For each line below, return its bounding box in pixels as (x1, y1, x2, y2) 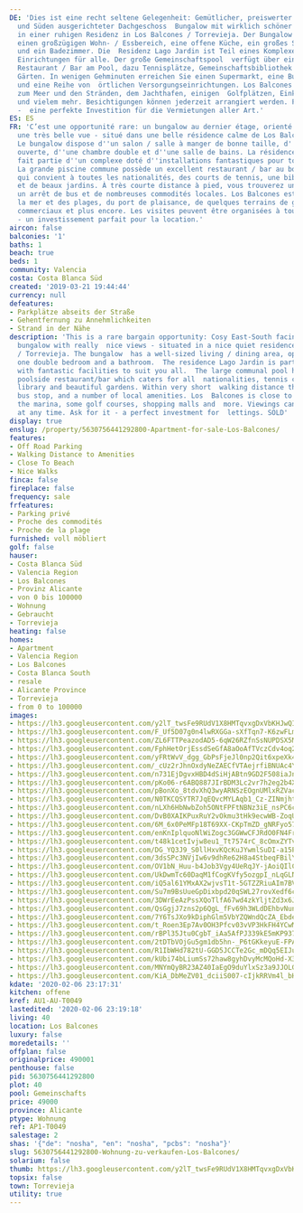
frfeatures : (9, 501, 54, 510)
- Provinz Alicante (9, 585, 83, 594)
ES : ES (9, 114, 34, 123)
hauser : (9, 550, 39, 560)
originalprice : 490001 (9, 1055, 95, 1065)
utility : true (9, 1189, 63, 1199)
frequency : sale (9, 492, 70, 502)
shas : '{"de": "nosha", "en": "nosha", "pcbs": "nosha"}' (9, 1140, 232, 1149)
